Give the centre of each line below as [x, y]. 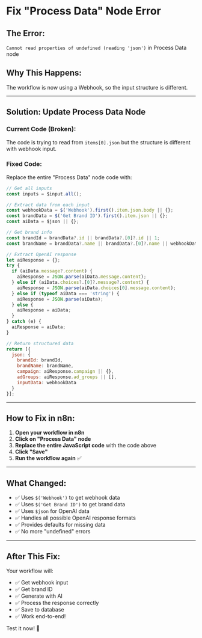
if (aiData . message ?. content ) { [52, 271]
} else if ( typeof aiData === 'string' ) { [66, 293]
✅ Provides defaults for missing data [60, 525]
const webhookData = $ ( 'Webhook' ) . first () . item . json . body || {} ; [90, 210]
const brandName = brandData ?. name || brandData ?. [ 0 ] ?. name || [87, 244]
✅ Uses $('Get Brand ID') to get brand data [70, 505]
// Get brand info [29, 233]
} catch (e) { [24, 322]
